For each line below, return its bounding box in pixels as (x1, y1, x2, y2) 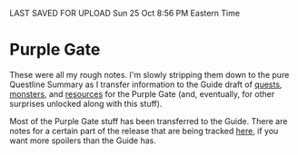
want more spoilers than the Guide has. (9, 135, 157, 146)
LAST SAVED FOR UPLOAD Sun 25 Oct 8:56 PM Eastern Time (9, 8, 241, 18)
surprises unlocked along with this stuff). (9, 98, 163, 109)
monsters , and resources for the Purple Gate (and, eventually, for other (9, 88, 275, 99)
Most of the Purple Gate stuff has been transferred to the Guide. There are (9, 115, 288, 126)
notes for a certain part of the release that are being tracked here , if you (9, 125, 279, 136)
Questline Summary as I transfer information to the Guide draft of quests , (9, 79, 283, 90)
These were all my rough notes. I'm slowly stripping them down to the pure (9, 69, 290, 80)
